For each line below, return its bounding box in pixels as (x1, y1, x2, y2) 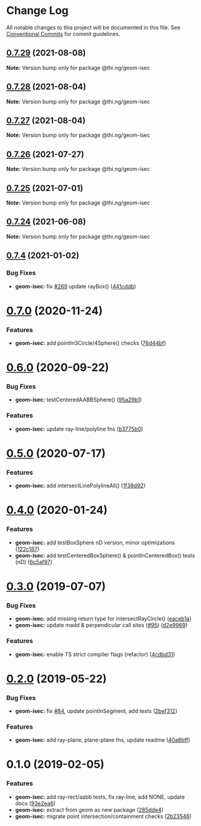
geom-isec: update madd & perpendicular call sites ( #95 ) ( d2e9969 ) (15, 622, 188, 629)
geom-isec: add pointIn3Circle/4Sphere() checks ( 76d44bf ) (15, 339, 166, 347)
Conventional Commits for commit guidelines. (6, 30, 120, 37)
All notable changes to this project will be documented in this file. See (6, 24, 181, 31)
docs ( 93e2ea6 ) (15, 799, 56, 807)
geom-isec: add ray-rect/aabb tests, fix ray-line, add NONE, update (15, 793, 185, 800)
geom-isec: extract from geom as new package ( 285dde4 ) (15, 806, 164, 813)
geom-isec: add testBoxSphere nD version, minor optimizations (15, 539, 175, 546)
